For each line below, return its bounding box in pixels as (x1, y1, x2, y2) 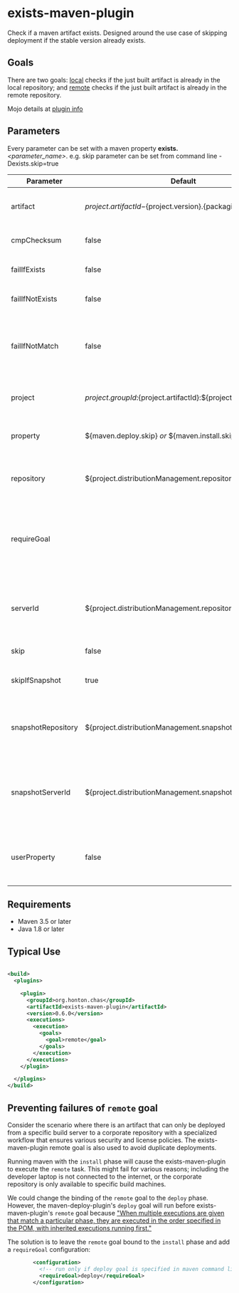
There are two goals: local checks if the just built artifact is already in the (7, 75, 221, 84)
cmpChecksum (11, 235, 62, 245)
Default (170, 176, 197, 186)
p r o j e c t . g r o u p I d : (85, 393, 139, 403)
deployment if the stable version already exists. (7, 36, 146, 44)
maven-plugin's (7, 1209, 53, 1217)
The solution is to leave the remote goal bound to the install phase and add (7, 1238, 230, 1246)
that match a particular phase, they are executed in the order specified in (7, 1216, 221, 1225)
